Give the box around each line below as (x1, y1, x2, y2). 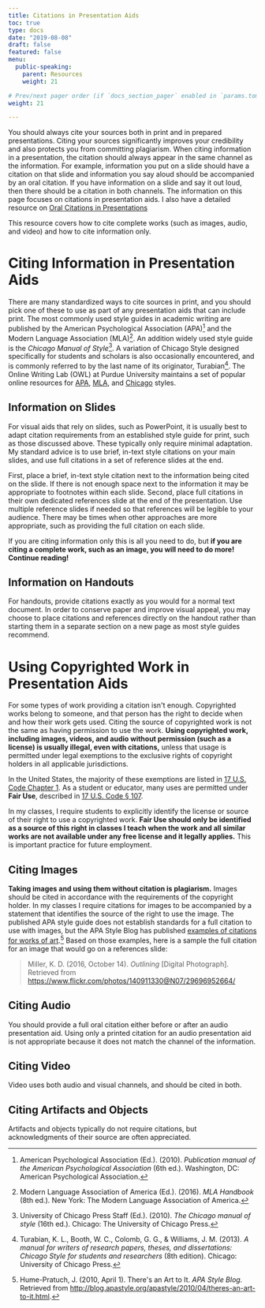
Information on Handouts (8, 576, 134, 589)
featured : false (8, 48, 62, 56)
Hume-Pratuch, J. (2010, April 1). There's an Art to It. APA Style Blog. (19, 1275, 243, 1284)
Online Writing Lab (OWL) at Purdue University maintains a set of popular (8, 369, 246, 379)
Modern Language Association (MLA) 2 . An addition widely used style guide (8, 332, 253, 343)
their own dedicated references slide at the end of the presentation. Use (8, 495, 243, 505)
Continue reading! (8, 553, 69, 562)
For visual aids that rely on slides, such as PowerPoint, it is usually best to (8, 421, 248, 431)
